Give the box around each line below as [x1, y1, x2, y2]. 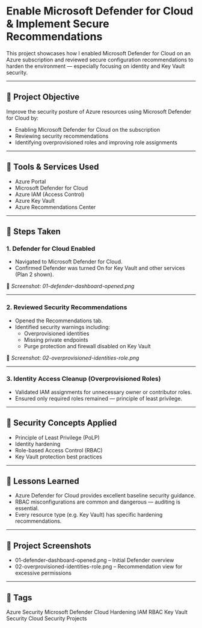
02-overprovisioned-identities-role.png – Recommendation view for [14, 563, 183, 570]
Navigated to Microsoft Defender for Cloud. [14, 258, 123, 265]
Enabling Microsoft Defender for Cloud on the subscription [14, 126, 161, 133]
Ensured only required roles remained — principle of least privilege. [14, 395, 182, 402]
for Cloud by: [6, 114, 39, 122]
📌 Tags [6, 593, 32, 603]
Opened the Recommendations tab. [14, 317, 103, 324]
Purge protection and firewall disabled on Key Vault [23, 342, 151, 349]
